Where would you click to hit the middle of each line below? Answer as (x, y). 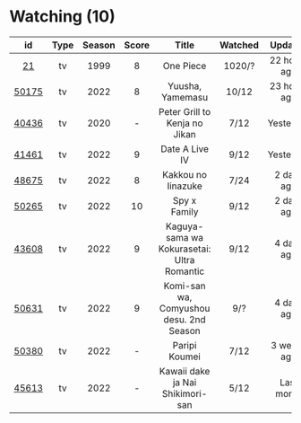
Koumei (185, 357)
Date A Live (185, 148)
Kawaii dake (185, 371)
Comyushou (185, 308)
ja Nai (185, 382)
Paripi (185, 345)
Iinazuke (185, 186)
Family (185, 211)
